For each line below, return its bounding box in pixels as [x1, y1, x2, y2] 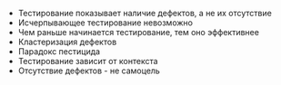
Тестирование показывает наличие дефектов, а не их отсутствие [17, 8, 273, 18]
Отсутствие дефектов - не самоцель [17, 65, 161, 76]
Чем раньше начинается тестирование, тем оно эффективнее [17, 27, 259, 37]
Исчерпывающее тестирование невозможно [17, 17, 194, 28]
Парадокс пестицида [17, 46, 101, 57]
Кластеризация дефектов [17, 36, 117, 47]
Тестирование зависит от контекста [17, 56, 158, 66]
